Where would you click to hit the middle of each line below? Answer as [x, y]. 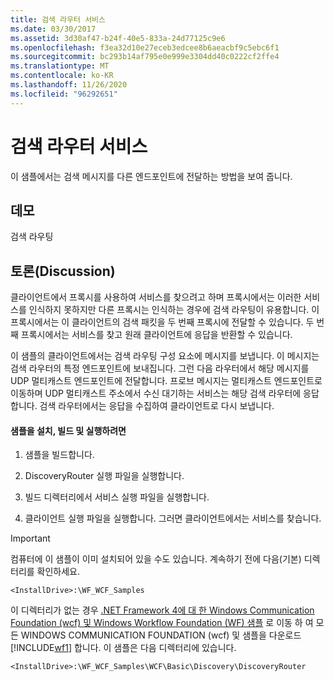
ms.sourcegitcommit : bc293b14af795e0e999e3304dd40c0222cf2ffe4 [145, 57]
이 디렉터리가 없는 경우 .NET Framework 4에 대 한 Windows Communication [162, 610]
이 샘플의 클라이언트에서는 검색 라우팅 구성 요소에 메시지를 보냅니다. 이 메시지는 [165, 356]
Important [30, 538]
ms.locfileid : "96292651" [64, 94]
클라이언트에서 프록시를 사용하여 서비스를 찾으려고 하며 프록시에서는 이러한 [156, 297]
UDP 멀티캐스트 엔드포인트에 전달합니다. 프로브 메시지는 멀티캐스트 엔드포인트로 [166, 381]
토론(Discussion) [63, 271]
